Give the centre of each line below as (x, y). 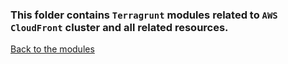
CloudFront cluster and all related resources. (119, 27)
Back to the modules (52, 49)
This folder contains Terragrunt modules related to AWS (144, 15)
